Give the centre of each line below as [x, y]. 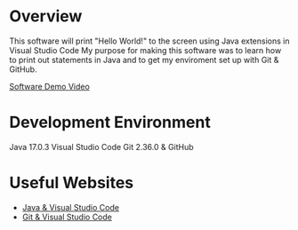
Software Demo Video [50, 86]
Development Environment [110, 123]
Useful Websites [72, 183]
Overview [46, 16]
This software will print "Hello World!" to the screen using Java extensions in [149, 41]
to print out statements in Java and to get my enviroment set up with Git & [144, 59]
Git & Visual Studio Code [67, 217]
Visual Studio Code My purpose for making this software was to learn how [145, 50]
